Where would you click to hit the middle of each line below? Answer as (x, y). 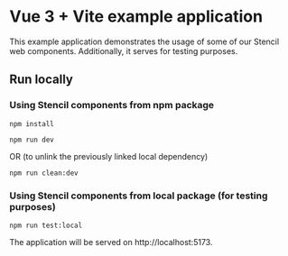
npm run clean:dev (44, 173)
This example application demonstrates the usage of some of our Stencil (144, 41)
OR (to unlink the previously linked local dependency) (109, 156)
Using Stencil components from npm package (112, 105)
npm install (32, 123)
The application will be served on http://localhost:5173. (111, 242)
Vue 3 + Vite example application (136, 17)
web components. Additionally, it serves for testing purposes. (124, 50)
